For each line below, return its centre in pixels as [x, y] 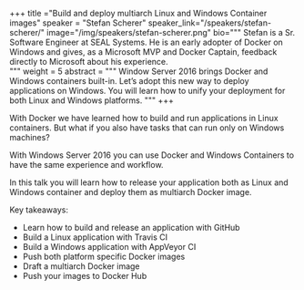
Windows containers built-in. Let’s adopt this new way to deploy [129, 81]
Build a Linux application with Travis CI [95, 237]
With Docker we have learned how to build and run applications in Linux [144, 118]
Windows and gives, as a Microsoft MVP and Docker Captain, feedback [143, 52]
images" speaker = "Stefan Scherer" [78, 23]
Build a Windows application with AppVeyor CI [109, 247]
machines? [30, 137]
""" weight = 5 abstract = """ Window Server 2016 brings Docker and [139, 71]
